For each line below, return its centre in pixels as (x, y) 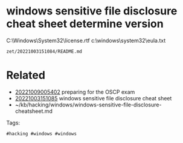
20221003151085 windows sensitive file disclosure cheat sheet (93, 98)
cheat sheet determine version (85, 24)
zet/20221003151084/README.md (44, 51)
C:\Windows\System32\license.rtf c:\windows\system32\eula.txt (86, 40)
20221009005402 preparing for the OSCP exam (75, 92)
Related (26, 75)
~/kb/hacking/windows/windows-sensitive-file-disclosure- (88, 105)
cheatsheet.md (34, 111)
